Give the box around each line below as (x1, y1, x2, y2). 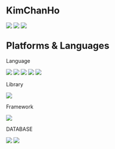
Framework (6, 103, 33, 110)
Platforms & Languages (6, 40, 110, 52)
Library (6, 80, 23, 87)
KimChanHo (6, 5, 60, 16)
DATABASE (6, 126, 33, 133)
